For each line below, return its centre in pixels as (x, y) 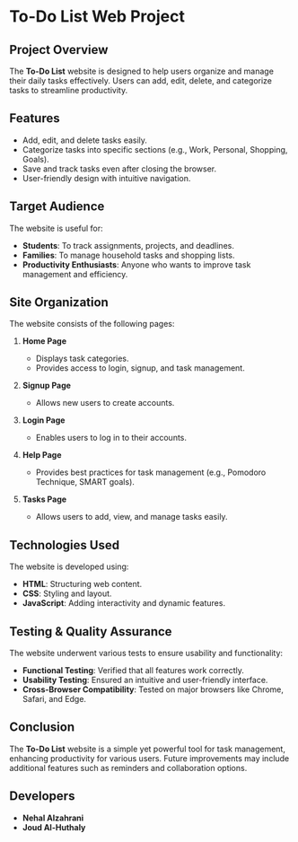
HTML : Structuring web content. (82, 584)
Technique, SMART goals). (85, 482)
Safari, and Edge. (54, 699)
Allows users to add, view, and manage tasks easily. (131, 517)
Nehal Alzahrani (53, 818)
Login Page (44, 420)
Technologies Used (64, 545)
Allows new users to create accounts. (105, 403)
